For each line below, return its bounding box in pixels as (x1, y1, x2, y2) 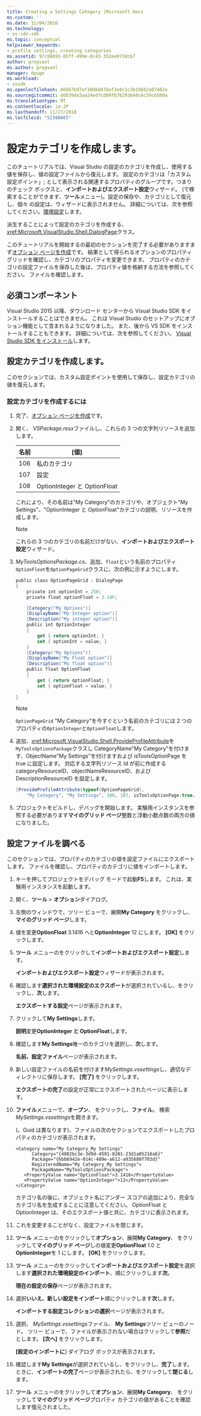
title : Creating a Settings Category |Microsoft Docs (7, 8, 144, 15)
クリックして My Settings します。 (15, 1015, 98, 1022)
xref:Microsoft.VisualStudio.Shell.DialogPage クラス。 (7, 228, 138, 235)
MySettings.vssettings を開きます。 (15, 1114, 102, 1121)
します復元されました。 (15, 1403, 74, 1411)
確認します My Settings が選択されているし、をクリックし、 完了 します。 (15, 1361, 193, 1368)
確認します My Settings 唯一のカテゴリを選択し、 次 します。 (15, 1040, 162, 1048)
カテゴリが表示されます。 (36, 1134, 99, 1141)
